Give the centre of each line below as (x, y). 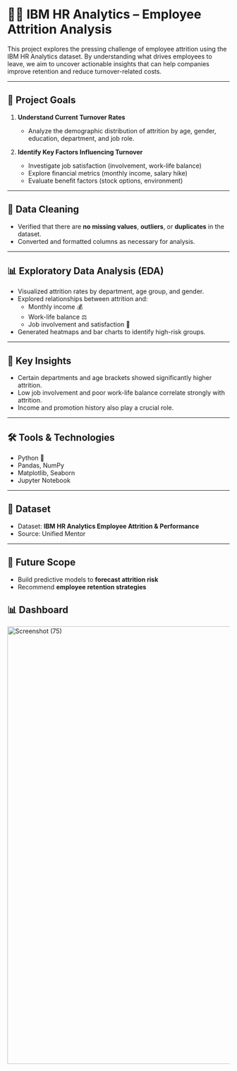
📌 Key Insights (39, 361)
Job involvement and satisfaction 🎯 (79, 324)
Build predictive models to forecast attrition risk (88, 579)
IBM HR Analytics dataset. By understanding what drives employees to (110, 56)
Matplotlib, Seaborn (46, 473)
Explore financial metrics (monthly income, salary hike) (108, 173)
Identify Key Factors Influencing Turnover (80, 152)
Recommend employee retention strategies (82, 587)
